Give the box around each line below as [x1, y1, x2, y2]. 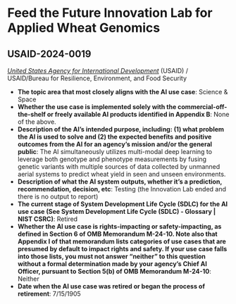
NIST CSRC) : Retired [17, 215, 78, 223]
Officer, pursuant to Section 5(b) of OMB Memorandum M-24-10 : [17, 267, 211, 275]
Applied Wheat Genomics [7, 20, 161, 36]
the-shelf [17, 110, 46, 118]
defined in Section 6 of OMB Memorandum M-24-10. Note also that [17, 230, 218, 238]
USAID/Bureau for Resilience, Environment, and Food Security [7, 74, 187, 82]
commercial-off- [177, 103, 228, 110]
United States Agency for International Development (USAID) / [7, 67, 189, 75]
